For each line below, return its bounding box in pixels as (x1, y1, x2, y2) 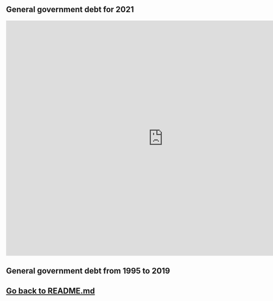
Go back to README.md (6, 286, 95, 296)
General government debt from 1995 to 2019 (6, 266, 170, 276)
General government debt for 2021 (6, 5, 134, 15)
